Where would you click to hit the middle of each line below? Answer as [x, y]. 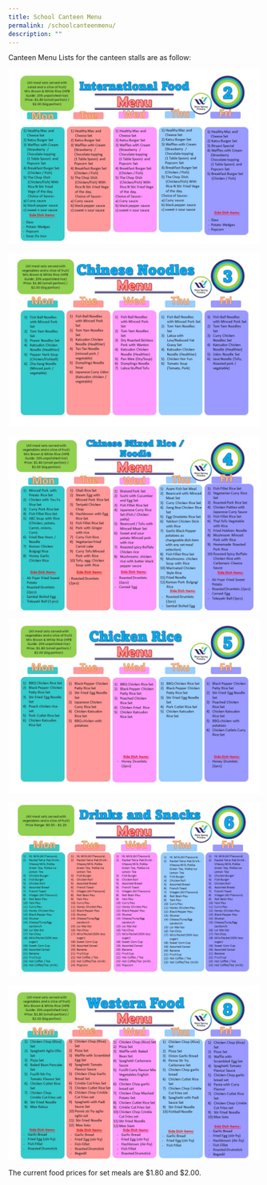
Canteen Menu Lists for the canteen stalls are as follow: [100, 58]
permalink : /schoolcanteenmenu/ [62, 25]
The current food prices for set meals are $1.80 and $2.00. [105, 1173]
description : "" [35, 34]
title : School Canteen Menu [55, 17]
